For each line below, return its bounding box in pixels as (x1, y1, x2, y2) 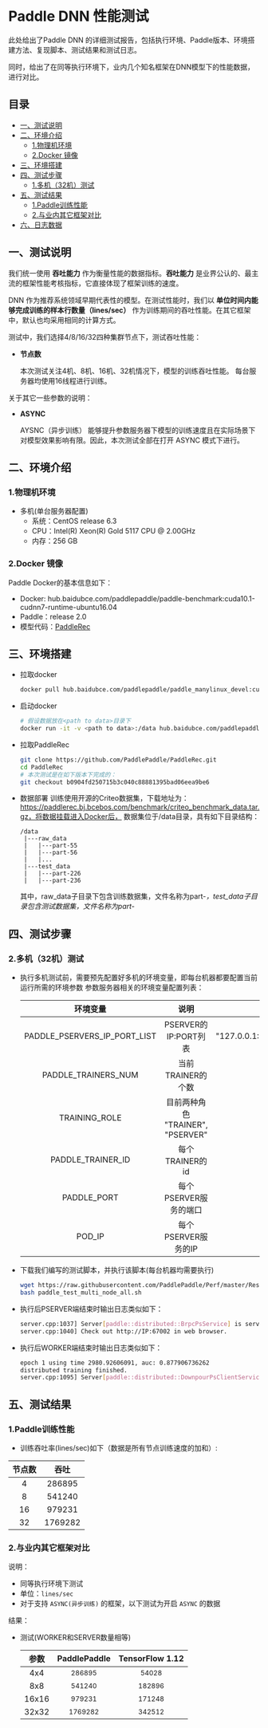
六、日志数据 (19, 220, 62, 230)
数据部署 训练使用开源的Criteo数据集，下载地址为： (19, 793, 189, 803)
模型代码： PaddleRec (19, 621, 91, 631)
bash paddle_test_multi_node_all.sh (19, 1289, 142, 1297)
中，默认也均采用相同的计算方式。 (8, 315, 120, 325)
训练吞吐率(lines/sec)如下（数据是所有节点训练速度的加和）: (19, 1443, 218, 1452)
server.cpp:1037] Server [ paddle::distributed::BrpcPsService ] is (19, 1320, 242, 1328)
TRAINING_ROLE (58, 1112, 122, 1124)
